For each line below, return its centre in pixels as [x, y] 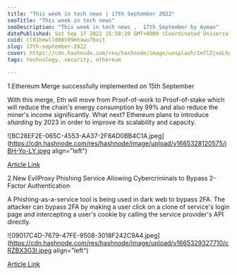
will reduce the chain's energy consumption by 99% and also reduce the [113, 107]
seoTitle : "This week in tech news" [61, 20]
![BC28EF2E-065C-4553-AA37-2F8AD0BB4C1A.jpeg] [86, 135]
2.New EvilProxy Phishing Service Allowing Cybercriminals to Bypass [108, 178]
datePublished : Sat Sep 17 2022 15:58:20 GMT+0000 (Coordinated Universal [120, 33]
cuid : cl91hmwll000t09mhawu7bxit [56, 40]
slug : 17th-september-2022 [47, 47]
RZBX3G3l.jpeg [30, 250]
